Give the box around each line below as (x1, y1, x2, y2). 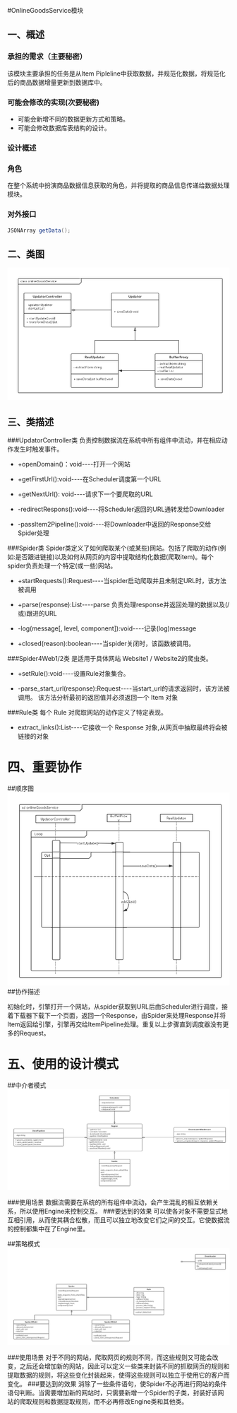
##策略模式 (7, 1239, 40, 1248)
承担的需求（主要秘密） (7, 52, 87, 61)
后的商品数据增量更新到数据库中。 (7, 78, 107, 86)
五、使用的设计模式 (7, 1056, 119, 1072)
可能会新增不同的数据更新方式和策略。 (17, 115, 129, 123)
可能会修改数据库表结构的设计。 (17, 123, 111, 132)
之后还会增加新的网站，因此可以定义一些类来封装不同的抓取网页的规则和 (19, 1362, 230, 1371)
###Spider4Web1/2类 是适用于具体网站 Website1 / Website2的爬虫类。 (7, 655, 213, 663)
